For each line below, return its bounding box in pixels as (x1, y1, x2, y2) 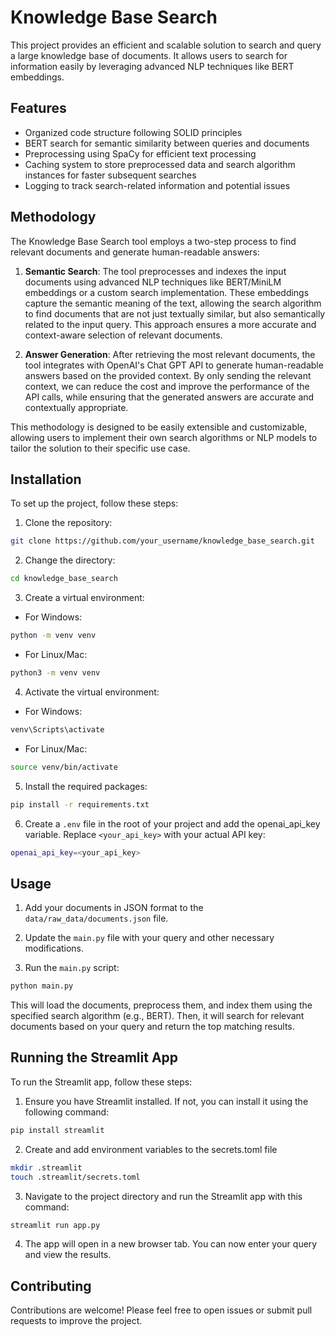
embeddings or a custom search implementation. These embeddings (24, 286, 310, 298)
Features (10, 100, 67, 117)
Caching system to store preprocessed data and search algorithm (24, 158, 296, 170)
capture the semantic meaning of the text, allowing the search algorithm (24, 297, 322, 309)
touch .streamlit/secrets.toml (10, 1172, 141, 1182)
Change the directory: (24, 554, 116, 566)
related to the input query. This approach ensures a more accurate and (24, 318, 317, 330)
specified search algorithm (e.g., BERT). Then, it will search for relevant (10, 1010, 305, 1022)
